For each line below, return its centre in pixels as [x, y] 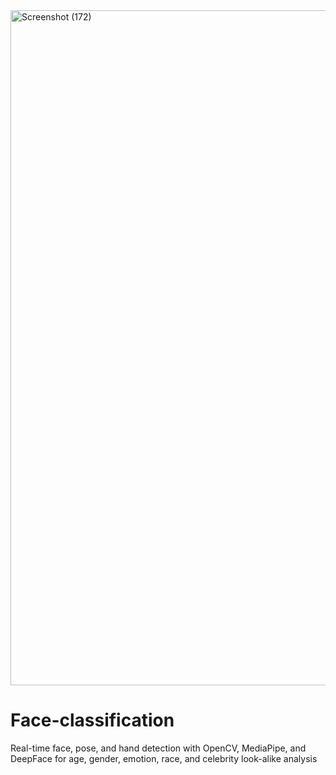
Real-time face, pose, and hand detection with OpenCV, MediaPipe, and [158, 748]
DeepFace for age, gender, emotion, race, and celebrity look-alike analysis [164, 758]
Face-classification [92, 720]
